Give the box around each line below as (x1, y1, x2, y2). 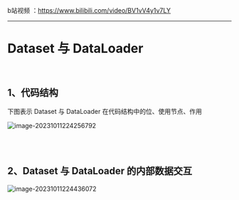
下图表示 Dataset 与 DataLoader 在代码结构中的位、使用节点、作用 (7, 107, 203, 115)
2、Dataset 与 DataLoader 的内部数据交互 (7, 165, 193, 177)
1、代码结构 (7, 87, 59, 99)
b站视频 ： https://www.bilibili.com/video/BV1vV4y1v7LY (7, 6, 171, 14)
